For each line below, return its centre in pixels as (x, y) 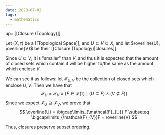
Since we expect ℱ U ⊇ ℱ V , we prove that (48, 103)
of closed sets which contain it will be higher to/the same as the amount (79, 64)
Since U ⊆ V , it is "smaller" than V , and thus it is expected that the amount (82, 58)
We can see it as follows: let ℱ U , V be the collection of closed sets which (80, 80)
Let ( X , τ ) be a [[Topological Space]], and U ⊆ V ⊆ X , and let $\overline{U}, (83, 43)
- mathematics (24, 19)
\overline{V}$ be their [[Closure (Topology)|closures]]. (61, 49)
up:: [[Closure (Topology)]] (33, 34)
